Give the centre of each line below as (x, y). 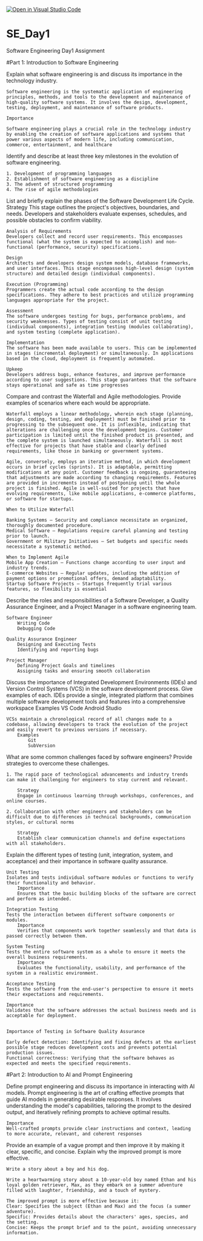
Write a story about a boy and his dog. (58, 1169)
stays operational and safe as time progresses (68, 385)
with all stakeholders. (36, 843)
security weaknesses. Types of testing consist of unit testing (89, 321)
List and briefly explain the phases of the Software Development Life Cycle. (100, 201)
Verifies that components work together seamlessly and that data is (107, 930)
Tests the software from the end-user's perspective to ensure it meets (100, 989)
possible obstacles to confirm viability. (54, 220)
